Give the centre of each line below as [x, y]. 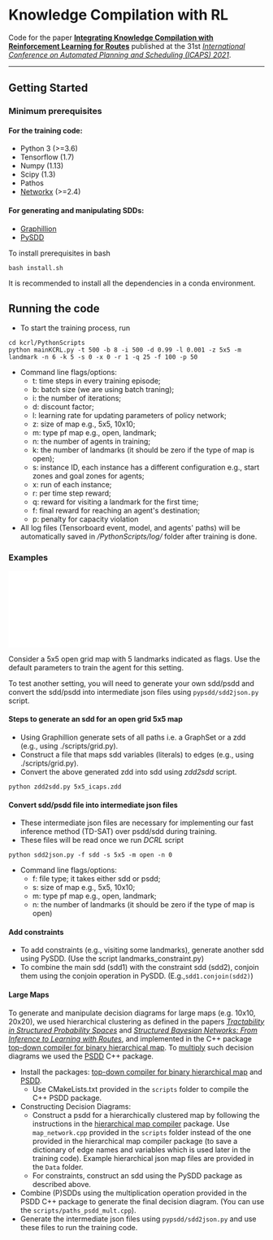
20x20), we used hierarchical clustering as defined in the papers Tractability [136, 1021]
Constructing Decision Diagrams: [76, 1106]
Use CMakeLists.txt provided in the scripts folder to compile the [141, 1089]
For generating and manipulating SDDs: [76, 211]
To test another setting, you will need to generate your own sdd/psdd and [131, 683]
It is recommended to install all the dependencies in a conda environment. [132, 283]
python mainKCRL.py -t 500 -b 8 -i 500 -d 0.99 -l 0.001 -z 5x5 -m [125, 350]
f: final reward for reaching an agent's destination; [116, 511]
